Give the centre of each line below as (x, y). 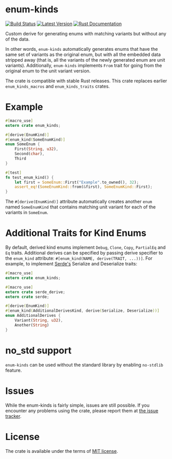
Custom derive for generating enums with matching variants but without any (86, 33)
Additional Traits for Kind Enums (76, 233)
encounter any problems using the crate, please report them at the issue (82, 410)
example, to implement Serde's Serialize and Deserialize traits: (71, 264)
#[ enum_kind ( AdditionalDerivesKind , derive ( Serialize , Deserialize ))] (82, 311)
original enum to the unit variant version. (48, 71)
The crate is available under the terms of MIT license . (62, 451)
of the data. (17, 39)
